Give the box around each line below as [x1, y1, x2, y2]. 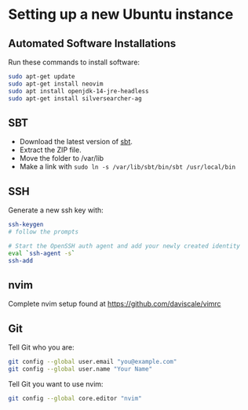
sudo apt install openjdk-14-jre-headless [8, 87, 149, 95]
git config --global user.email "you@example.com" [8, 358, 177, 366]
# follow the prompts [8, 228, 79, 236]
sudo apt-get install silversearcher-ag [8, 94, 143, 103]
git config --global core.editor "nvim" [8, 394, 143, 402]
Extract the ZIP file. [19, 145, 82, 154]
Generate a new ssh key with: [8, 205, 104, 215]
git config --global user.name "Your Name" [8, 365, 153, 373]
